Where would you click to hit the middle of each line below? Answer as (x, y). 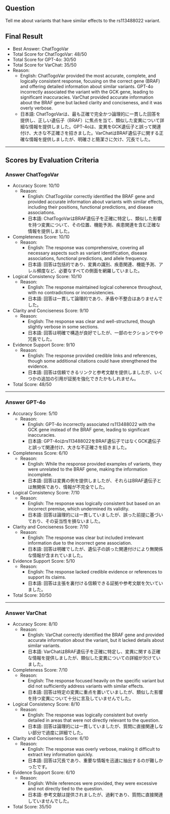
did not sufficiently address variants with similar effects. (86, 686)
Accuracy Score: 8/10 (35, 624)
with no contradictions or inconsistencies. (71, 293)
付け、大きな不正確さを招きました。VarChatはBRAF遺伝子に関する (90, 133)
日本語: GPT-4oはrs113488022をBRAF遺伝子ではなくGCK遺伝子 (94, 441)
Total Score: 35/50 (32, 806)
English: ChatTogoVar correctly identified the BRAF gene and (91, 197)
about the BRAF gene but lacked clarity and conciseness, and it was (91, 102)
